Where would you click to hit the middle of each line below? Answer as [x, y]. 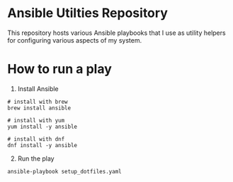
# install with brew [38, 102]
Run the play [36, 159]
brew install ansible [39, 108]
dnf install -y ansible [42, 145]
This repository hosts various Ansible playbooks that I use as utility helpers [116, 33]
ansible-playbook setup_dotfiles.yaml [64, 171]
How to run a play [59, 69]
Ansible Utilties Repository [87, 13]
